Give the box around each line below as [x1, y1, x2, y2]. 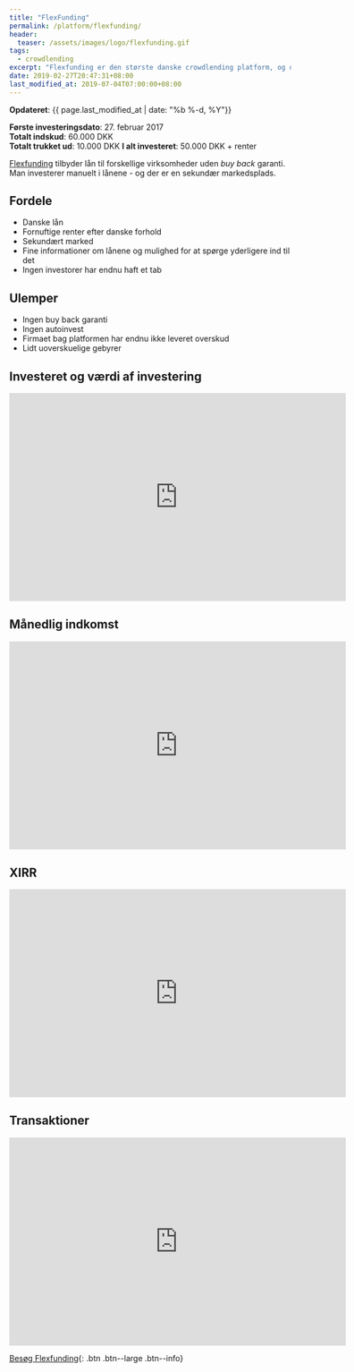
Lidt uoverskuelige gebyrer [21, 343, 122, 354]
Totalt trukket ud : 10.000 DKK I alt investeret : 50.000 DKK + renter [9, 141, 257, 151]
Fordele [9, 193, 53, 209]
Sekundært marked [21, 236, 94, 247]
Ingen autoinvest [21, 324, 84, 335]
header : [9, 30, 38, 38]
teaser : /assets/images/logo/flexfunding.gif [17, 38, 190, 47]
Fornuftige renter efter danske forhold [21, 226, 163, 237]
